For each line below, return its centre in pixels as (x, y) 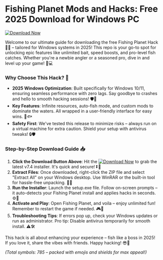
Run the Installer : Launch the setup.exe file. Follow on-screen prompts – (85, 187)
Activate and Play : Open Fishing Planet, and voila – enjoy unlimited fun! (84, 203)
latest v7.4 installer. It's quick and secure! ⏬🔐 (56, 167)
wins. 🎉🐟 (22, 117)
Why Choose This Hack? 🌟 (37, 77)
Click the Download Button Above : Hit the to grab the (84, 161)
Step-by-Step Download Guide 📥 (45, 149)
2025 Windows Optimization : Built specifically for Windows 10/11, (78, 88)
